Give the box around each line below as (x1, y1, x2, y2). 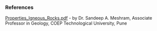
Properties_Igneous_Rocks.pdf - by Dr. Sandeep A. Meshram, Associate (5, 15, 153, 21)
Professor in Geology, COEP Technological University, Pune (5, 20, 127, 26)
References (5, 4, 34, 11)
